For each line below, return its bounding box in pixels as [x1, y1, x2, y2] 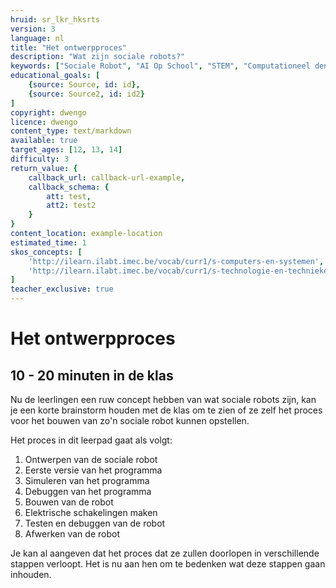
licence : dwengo [10, 117, 78, 127]
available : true [10, 136, 78, 146]
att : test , [46, 191, 92, 201]
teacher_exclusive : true [10, 284, 114, 295]
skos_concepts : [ [10, 247, 83, 257]
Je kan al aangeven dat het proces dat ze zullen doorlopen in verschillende [10, 547, 320, 559]
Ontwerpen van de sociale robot [24, 454, 158, 465]
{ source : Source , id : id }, [28, 80, 141, 90]
